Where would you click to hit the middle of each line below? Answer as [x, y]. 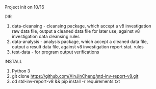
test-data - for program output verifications [55, 52]
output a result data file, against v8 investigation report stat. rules [78, 47]
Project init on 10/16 [25, 7]
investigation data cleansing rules [46, 36]
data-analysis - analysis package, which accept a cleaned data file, [80, 42]
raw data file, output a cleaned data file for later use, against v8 [76, 31]
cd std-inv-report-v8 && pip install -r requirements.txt [66, 81]
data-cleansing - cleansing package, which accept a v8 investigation [81, 26]
